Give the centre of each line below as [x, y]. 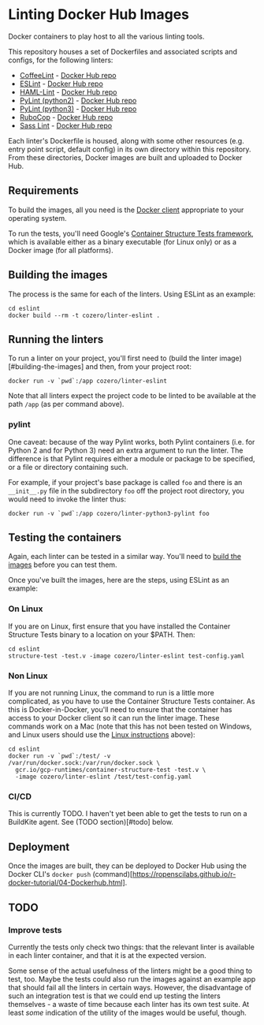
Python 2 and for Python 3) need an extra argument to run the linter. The [126, 450]
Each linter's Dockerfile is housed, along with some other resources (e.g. [126, 140]
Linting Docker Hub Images [99, 15]
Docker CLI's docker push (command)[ [71, 874]
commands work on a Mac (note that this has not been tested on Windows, [130, 726]
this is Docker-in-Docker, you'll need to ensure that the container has [120, 710]
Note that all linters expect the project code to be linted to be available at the [132, 396]
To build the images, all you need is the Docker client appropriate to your [126, 210]
